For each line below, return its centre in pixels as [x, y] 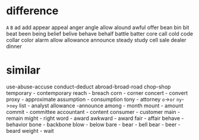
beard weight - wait [30, 131]
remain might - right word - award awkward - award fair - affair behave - [95, 118]
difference [32, 11]
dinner [14, 46]
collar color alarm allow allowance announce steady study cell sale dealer [96, 40]
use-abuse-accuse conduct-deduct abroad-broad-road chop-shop [89, 87]
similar [23, 70]
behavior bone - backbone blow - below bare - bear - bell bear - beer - [94, 124]
